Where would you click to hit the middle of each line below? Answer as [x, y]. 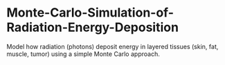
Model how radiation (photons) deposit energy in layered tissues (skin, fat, [112, 46]
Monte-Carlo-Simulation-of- [90, 13]
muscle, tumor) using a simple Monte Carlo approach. [83, 54]
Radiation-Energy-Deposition [93, 27]
